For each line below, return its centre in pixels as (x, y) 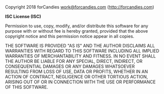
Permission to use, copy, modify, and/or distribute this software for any (77, 26)
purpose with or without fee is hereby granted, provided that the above (77, 31)
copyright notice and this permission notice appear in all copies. (70, 36)
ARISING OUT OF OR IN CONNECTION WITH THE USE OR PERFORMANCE (80, 82)
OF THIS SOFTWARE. (27, 87)
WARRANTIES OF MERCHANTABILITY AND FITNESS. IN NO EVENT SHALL (81, 56)
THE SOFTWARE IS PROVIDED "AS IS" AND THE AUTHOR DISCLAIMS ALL (80, 46)
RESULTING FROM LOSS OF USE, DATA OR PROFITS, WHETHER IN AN (77, 72)
